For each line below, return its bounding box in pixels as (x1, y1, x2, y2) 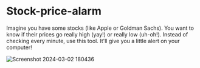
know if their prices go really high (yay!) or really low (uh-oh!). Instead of (6, 30, 188, 38)
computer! (6, 44, 32, 51)
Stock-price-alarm (6, 4, 102, 18)
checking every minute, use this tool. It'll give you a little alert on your (6, 37, 181, 44)
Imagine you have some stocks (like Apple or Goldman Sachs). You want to (6, 24, 195, 32)
